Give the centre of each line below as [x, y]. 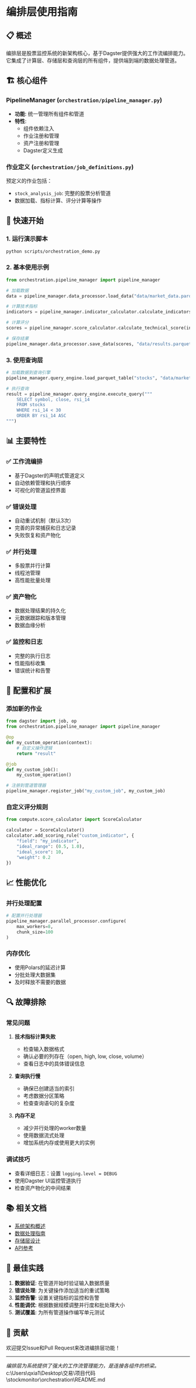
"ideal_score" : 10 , [40, 852]
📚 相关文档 [27, 1208]
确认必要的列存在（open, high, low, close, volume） [85, 1056]
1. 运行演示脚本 [27, 239]
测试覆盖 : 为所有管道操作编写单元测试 [60, 1313]
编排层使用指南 [42, 12]
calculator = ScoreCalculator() [45, 830]
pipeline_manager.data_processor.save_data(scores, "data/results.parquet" [100, 344]
